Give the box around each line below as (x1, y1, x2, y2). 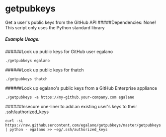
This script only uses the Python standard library (5, 24, 105, 30)
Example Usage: (5, 36, 40, 42)
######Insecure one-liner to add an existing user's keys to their (5, 103, 138, 109)
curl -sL (5, 118, 23, 123)
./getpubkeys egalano (5, 58, 50, 63)
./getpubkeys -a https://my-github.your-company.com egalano (5, 95, 135, 100)
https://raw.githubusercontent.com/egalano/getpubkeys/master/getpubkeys (5, 123, 162, 128)
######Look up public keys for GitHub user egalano (5, 48, 113, 55)
